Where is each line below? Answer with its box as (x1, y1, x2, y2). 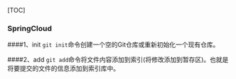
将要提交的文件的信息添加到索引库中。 (7, 64, 119, 73)
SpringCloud (7, 23, 52, 33)
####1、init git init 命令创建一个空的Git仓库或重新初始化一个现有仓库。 (7, 40, 220, 49)
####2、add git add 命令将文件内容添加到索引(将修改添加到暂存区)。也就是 (7, 56, 229, 64)
